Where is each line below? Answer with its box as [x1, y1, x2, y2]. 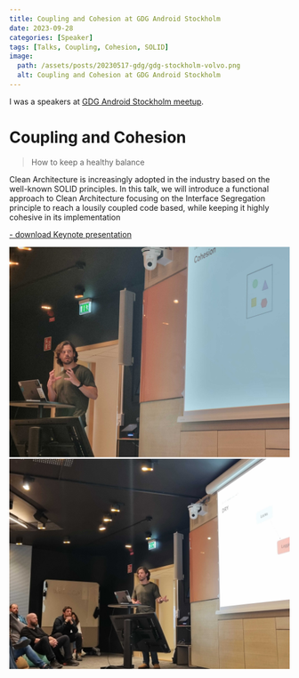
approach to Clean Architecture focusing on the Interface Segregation [9, 192, 266, 204]
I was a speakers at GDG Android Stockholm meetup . [9, 96, 205, 107]
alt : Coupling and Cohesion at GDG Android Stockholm [17, 71, 221, 80]
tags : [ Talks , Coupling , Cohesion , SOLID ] [9, 43, 169, 52]
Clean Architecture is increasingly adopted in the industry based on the [9, 174, 271, 184]
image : [9, 52, 34, 61]
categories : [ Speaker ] [9, 33, 93, 42]
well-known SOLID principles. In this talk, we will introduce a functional [9, 183, 270, 194]
